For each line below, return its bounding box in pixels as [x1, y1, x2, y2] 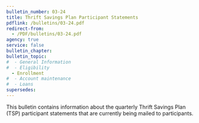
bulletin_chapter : [6, 48, 52, 54]
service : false [6, 43, 44, 49]
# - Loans [6, 82, 34, 88]
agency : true [6, 37, 39, 43]
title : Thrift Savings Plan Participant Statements [6, 14, 138, 20]
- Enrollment [11, 70, 44, 76]
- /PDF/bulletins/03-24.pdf [11, 31, 82, 37]
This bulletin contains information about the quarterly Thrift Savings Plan [6, 103, 186, 110]
